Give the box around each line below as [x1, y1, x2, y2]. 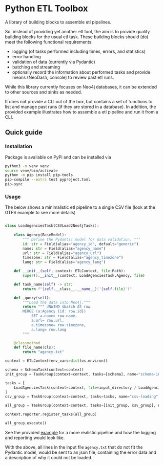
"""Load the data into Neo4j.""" [22, 300, 91, 305]
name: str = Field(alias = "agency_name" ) [22, 246, 106, 251]
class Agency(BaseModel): [14, 233, 67, 238]
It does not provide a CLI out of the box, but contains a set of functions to [5, 98, 153, 104]
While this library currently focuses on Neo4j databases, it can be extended [5, 84, 157, 89]
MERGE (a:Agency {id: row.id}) [22, 309, 86, 314]
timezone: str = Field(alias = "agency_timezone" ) [22, 255, 123, 260]
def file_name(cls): [14, 345, 56, 350]
